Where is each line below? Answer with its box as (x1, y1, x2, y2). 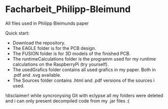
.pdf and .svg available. (12, 72, 62, 78)
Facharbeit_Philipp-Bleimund (5, 4, 131, 15)
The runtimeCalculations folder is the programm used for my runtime (12, 56, 156, 62)
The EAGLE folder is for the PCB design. (12, 45, 96, 51)
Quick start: (5, 30, 29, 36)
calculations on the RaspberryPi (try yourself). (12, 61, 109, 67)
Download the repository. (12, 39, 66, 46)
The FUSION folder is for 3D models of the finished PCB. (12, 50, 131, 57)
